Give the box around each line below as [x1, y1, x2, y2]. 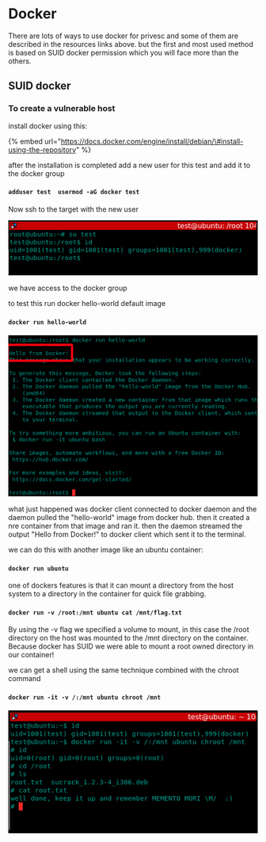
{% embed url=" [8, 136, 62, 146]
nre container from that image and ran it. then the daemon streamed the [8, 521, 243, 530]
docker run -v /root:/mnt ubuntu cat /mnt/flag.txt [8, 608, 182, 617]
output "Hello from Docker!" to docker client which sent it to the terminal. [8, 529, 247, 539]
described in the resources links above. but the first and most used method [8, 39, 253, 48]
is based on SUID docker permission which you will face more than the [8, 48, 239, 57]
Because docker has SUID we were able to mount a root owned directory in [8, 641, 254, 651]
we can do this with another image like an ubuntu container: [8, 545, 203, 554]
